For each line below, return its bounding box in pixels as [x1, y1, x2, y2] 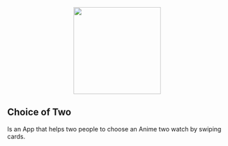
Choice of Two [7, 106, 72, 118]
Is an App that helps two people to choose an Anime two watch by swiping [7, 124, 222, 133]
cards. [7, 132, 26, 140]
